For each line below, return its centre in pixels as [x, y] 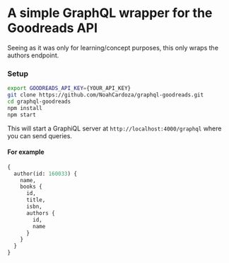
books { [31, 187]
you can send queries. [40, 135]
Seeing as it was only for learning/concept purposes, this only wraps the [113, 47]
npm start [22, 115]
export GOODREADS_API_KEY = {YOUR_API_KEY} [69, 89]
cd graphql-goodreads [39, 101]
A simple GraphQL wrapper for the [110, 13]
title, [36, 200]
